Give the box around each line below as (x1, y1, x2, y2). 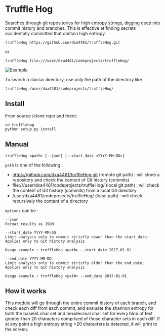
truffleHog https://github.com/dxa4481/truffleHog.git (5, 40, 121, 45)
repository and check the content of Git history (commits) (12, 177, 129, 183)
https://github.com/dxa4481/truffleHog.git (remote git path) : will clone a (12, 171, 160, 177)
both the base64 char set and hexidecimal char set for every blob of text (5, 311, 153, 317)
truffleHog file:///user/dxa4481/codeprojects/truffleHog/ (5, 58, 129, 63)
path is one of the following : (5, 162, 63, 168)
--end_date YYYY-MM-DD (5, 256, 52, 261)
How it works (5, 286, 46, 295)
